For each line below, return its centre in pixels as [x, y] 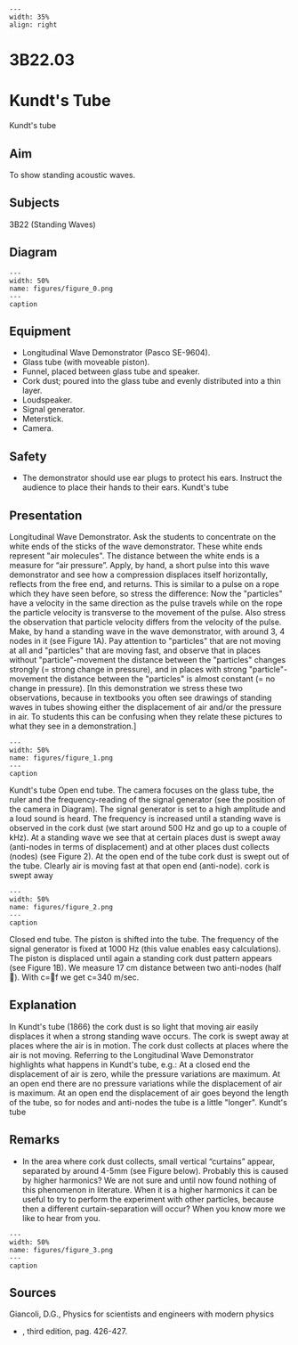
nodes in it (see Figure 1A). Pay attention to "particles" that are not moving [145, 641]
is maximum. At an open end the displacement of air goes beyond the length [149, 1093]
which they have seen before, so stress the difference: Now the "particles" [146, 594]
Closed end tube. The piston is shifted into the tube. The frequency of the [144, 939]
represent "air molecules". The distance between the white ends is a [134, 556]
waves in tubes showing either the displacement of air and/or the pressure [145, 707]
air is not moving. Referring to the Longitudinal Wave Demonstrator [132, 1055]
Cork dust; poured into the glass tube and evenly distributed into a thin [152, 381]
